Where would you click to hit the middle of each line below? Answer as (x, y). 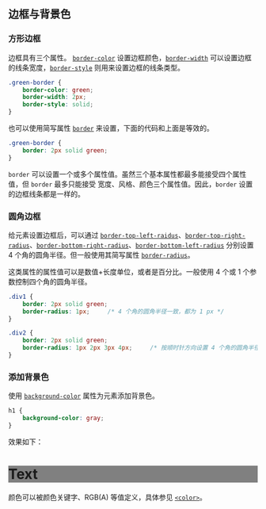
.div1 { (21, 297)
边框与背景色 (40, 14)
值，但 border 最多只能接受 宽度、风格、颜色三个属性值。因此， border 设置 (131, 184)
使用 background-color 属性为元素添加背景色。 (84, 396)
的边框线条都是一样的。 (46, 193)
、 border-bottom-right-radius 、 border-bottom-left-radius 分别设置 (142, 245)
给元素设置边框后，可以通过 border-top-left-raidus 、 (97, 235)
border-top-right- (215, 235)
